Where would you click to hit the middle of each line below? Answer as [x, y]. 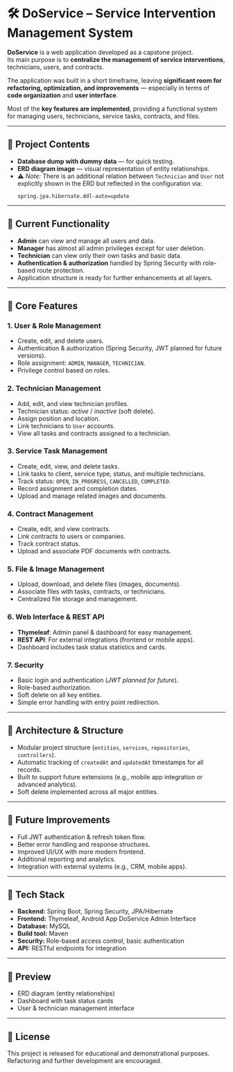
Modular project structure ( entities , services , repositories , [104, 747]
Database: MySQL [44, 926]
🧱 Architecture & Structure [66, 731]
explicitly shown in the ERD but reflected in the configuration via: [110, 183]
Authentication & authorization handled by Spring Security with [109, 263]
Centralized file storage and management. [77, 599]
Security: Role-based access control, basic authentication [101, 941]
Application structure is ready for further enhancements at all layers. [115, 277]
